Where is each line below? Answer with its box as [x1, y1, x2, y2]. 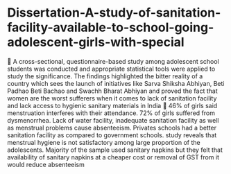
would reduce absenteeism [7, 160, 85, 168]
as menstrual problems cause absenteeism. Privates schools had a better [7, 123, 217, 132]
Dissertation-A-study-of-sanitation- [7, 5, 221, 21]
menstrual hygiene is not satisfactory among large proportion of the [7, 138, 200, 146]
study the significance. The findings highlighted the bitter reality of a [7, 71, 203, 80]
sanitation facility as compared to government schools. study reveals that [7, 130, 217, 139]
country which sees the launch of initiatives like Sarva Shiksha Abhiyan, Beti [7, 79, 225, 87]
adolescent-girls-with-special [7, 35, 185, 50]
